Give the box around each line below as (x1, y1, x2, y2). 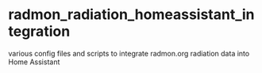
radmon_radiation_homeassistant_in (8, 6, 255, 24)
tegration (8, 22, 71, 40)
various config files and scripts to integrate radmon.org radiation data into (8, 48, 250, 58)
